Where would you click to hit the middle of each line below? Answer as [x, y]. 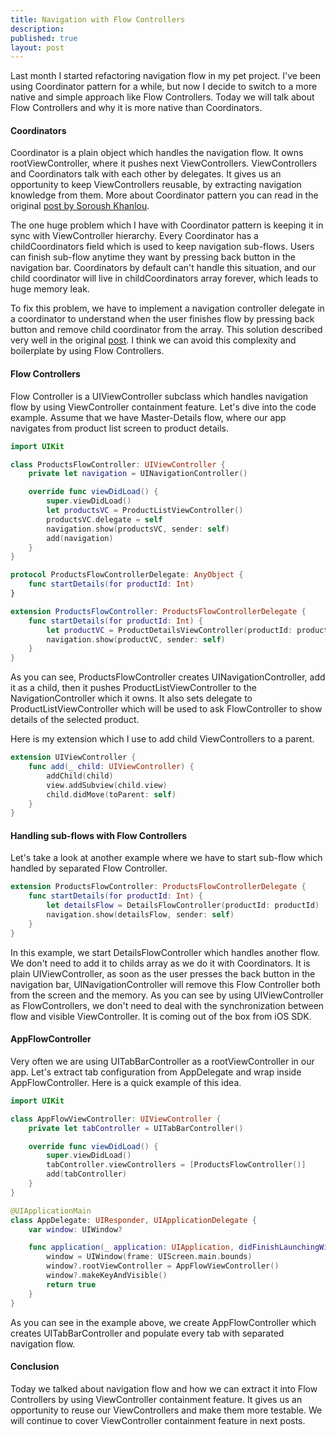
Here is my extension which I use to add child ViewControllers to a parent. [162, 739]
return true [71, 1284]
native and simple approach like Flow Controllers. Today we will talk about [162, 97]
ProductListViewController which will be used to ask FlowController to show [166, 709]
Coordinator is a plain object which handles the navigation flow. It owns [157, 153]
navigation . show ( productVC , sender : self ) [136, 639]
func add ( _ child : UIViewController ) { [111, 767]
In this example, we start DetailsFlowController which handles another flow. [165, 952]
